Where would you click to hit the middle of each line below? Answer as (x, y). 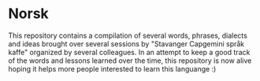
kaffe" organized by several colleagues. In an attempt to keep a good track (129, 52)
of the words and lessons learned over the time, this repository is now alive (130, 61)
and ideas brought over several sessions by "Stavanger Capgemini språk (126, 43)
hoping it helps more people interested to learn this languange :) (112, 68)
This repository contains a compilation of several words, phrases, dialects (128, 35)
